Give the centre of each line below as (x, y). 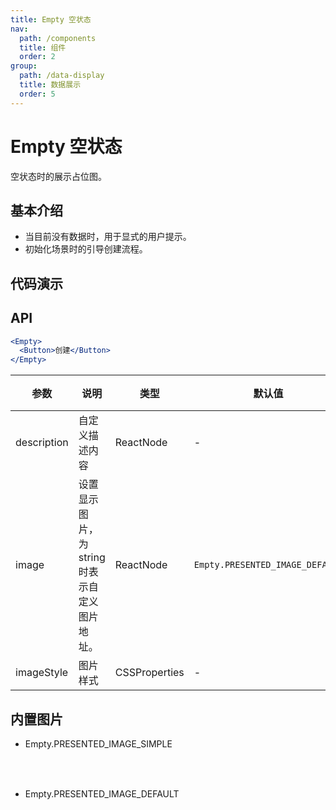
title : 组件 (43, 47)
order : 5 (37, 94)
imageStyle (42, 673)
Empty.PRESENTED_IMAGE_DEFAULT (102, 794)
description (42, 443)
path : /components (58, 38)
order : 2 (37, 57)
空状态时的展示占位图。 (58, 176)
